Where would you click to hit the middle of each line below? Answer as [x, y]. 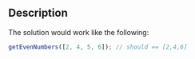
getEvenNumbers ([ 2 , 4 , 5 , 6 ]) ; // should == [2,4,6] [98, 47]
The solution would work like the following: [79, 32]
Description [38, 13]
